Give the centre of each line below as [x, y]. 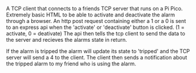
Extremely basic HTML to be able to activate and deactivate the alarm [91, 15]
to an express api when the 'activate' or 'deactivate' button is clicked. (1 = [95, 27]
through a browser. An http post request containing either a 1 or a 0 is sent [96, 21]
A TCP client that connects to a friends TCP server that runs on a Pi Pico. [94, 9]
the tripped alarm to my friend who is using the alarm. [71, 64]
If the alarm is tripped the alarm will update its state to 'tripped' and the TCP [98, 51]
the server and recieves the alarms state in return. [67, 40]
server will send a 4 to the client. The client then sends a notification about [97, 57]
